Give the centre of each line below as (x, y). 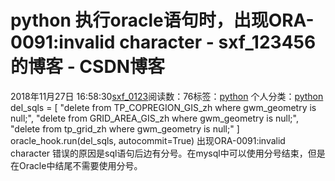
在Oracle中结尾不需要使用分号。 (76, 165)
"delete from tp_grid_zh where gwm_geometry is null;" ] (125, 128)
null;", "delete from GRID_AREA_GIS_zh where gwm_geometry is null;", (154, 118)
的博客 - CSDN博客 (87, 67)
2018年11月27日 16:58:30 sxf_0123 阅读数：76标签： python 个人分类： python (167, 96)
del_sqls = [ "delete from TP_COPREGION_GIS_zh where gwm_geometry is (163, 107)
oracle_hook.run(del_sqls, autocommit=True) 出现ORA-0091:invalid (148, 140)
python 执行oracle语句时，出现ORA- (162, 20)
